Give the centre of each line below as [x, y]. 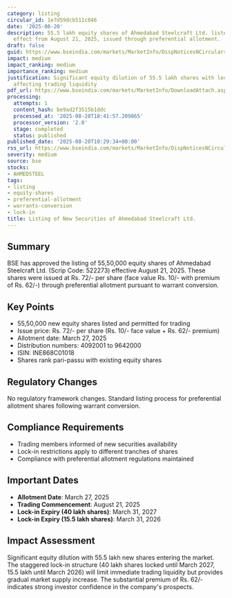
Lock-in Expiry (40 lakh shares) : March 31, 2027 [87, 512]
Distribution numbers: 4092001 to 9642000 [79, 346]
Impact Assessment [51, 541]
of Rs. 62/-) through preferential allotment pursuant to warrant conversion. [113, 285]
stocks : [18, 167]
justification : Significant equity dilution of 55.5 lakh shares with [111, 78]
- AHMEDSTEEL [26, 174]
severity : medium [32, 155]
